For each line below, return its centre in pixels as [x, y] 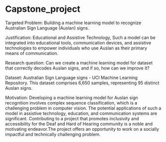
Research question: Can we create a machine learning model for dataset [79, 63]
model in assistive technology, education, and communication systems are [81, 113]
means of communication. [32, 53]
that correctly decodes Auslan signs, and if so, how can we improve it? [77, 68]
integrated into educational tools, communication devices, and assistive [78, 42]
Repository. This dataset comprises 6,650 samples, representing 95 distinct [82, 83]
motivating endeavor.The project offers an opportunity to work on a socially [82, 129]
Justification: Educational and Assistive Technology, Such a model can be [80, 37]
